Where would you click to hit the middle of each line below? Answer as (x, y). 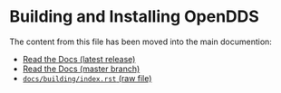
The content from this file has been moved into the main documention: (140, 42)
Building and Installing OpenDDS (135, 17)
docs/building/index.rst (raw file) (87, 78)
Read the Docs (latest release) (79, 59)
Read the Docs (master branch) (81, 69)
